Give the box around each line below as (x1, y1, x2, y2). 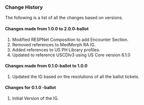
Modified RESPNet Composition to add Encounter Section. (12, 37, 128, 42)
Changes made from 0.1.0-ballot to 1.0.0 (5, 63, 88, 69)
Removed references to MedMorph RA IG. (12, 41, 96, 47)
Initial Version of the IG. (12, 95, 59, 101)
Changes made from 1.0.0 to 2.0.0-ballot (5, 26, 89, 31)
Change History (5, 4, 43, 11)
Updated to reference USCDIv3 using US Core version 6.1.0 (12, 52, 131, 58)
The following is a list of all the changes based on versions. (5, 15, 124, 21)
